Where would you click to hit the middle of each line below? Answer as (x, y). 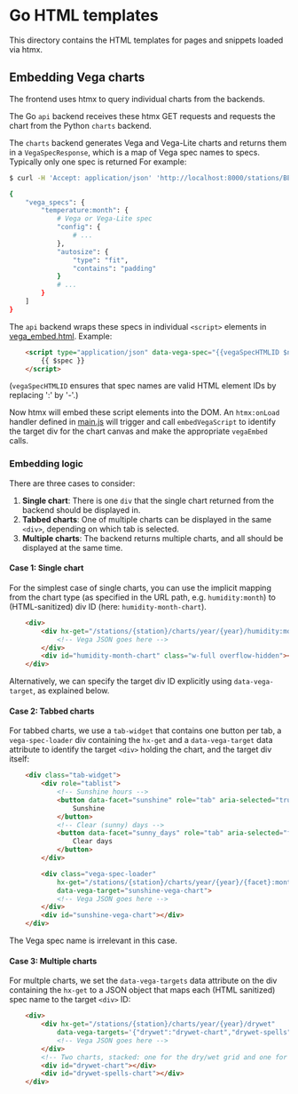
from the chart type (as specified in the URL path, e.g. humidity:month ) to (143, 597)
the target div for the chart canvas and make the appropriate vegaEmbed (138, 431)
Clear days (93, 842)
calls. (19, 441)
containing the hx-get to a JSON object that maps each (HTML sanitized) (142, 990)
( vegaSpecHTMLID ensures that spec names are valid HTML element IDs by (143, 386)
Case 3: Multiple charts (53, 961)
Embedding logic (47, 464)
